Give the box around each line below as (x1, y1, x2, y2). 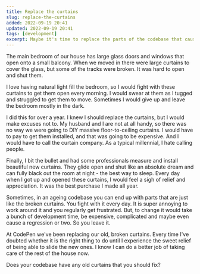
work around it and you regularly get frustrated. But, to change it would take (6, 207, 192, 213)
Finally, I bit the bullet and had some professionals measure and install (6, 157, 179, 164)
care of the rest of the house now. (6, 250, 89, 257)
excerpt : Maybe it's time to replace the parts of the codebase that (6, 36, 183, 42)
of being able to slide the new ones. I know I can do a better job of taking (6, 244, 185, 250)
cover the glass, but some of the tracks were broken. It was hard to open (6, 66, 185, 72)
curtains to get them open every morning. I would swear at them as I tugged (6, 90, 193, 96)
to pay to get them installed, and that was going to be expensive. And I (6, 133, 179, 140)
